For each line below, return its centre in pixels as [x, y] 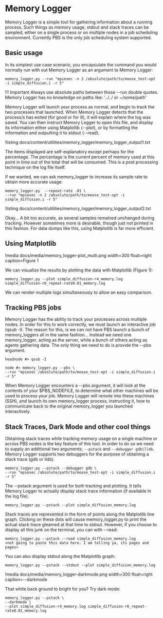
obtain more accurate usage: [34, 182]
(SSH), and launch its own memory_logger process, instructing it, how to [78, 401]
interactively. [18, 412]
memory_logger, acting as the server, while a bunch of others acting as [76, 340]
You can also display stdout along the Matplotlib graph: [60, 556]
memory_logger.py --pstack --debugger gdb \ [51, 468]
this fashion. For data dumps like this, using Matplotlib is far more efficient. [80, 228]
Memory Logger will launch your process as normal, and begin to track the [80, 107]
